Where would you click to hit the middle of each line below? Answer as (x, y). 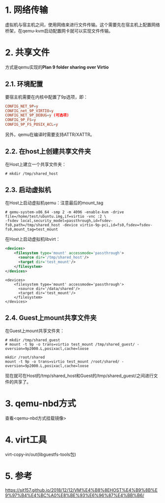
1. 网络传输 (27, 10)
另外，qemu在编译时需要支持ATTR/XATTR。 (50, 135)
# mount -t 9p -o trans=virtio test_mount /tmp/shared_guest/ (70, 344)
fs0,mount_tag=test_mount (31, 229)
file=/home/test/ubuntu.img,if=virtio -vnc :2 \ (56, 216)
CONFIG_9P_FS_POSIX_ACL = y (31, 125)
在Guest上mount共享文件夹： (35, 331)
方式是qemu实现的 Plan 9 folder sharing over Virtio (57, 67)
